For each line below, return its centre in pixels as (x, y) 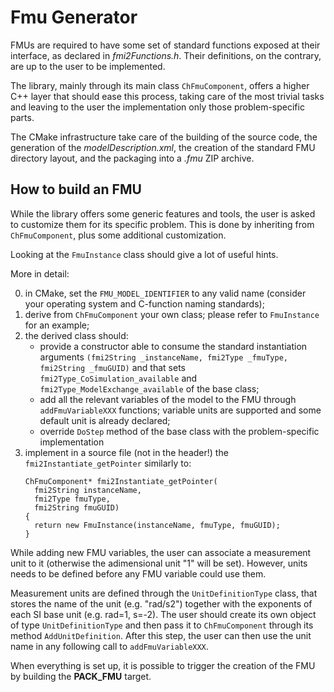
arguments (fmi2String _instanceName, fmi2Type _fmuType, (163, 357)
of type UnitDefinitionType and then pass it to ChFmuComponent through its (162, 625)
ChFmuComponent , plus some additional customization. (118, 235)
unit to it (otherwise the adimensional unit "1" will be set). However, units (159, 563)
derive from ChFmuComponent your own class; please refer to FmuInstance (172, 314)
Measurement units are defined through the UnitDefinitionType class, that (164, 593)
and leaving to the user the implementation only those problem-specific (157, 107)
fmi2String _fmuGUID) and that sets (112, 367)
